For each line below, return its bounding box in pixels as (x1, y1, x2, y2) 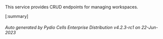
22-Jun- (141, 24, 158, 30)
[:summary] (5, 13, 28, 19)
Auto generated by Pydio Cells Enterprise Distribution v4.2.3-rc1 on (5, 24, 140, 30)
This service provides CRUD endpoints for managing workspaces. (5, 4, 139, 10)
